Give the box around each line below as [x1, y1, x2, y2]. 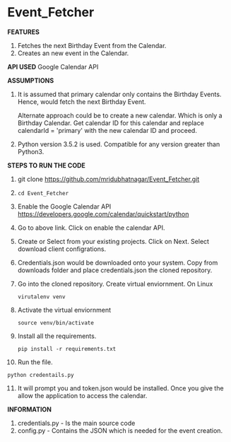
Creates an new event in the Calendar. [17, 49, 129, 57]
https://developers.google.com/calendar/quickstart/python [17, 209, 189, 218]
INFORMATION [7, 405, 52, 414]
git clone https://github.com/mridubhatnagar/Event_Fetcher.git [17, 175, 200, 183]
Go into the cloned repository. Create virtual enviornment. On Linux [17, 279, 213, 288]
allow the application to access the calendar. [17, 391, 148, 400]
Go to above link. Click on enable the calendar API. [17, 223, 165, 232]
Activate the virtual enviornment [17, 306, 112, 314]
